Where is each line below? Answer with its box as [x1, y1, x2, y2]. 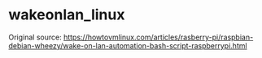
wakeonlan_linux [8, 6, 125, 24]
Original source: [8, 32, 63, 42]
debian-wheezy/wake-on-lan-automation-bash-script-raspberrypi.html [8, 40, 247, 50]
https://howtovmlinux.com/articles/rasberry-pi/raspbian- [63, 32, 254, 42]
